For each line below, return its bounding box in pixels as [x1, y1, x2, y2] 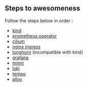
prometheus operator [12, 33, 57, 39]
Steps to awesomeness [5, 4, 80, 13]
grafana [12, 54, 29, 61]
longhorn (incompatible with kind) [12, 49, 83, 55]
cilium [12, 38, 25, 44]
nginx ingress [12, 43, 41, 50]
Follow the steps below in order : [5, 17, 73, 23]
